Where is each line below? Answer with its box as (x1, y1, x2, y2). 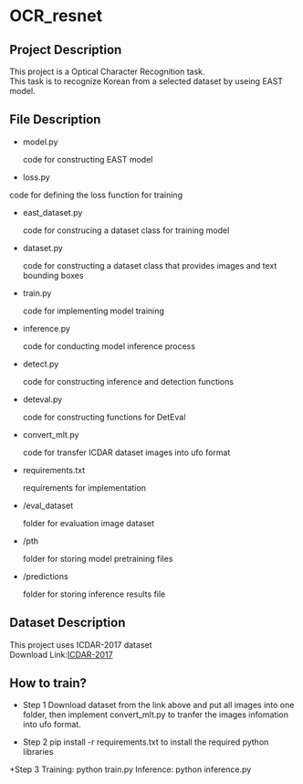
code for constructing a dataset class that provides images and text (22, 260, 277, 270)
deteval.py (22, 394, 63, 405)
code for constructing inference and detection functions (22, 376, 235, 387)
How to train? (9, 675, 88, 691)
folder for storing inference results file (22, 588, 166, 599)
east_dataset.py (22, 207, 83, 217)
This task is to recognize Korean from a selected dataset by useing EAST (9, 76, 284, 87)
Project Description (9, 42, 122, 58)
